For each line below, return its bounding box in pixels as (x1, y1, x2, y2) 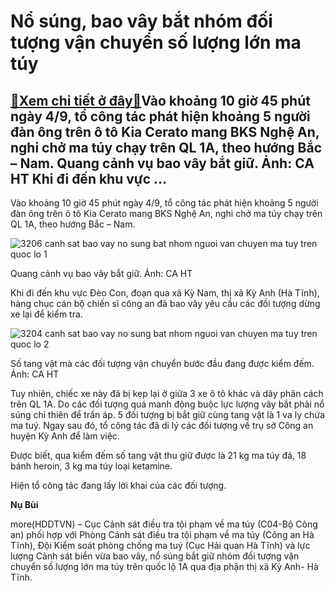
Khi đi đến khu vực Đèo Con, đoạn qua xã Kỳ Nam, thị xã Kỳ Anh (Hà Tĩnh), (10, 287, 320, 299)
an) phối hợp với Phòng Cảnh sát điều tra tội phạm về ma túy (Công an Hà (10, 529, 315, 540)
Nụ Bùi (10, 499, 39, 510)
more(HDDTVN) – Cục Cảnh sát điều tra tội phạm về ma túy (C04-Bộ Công (10, 518, 318, 530)
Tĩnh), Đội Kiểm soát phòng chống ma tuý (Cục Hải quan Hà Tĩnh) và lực (10, 540, 311, 551)
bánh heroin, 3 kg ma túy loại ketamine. (10, 460, 173, 472)
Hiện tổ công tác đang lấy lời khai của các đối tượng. (10, 480, 227, 491)
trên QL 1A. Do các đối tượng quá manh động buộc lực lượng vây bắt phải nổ (10, 398, 325, 410)
